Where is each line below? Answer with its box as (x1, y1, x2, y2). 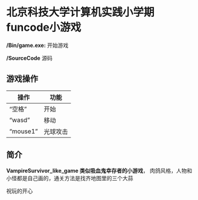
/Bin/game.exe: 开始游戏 (6, 42, 69, 49)
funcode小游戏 (6, 20, 81, 34)
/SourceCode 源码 (6, 54, 53, 61)
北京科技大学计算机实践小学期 (6, 5, 155, 19)
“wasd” (9, 116, 30, 124)
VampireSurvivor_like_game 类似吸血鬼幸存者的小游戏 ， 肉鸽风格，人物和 (6, 167, 193, 174)
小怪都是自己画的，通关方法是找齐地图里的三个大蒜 (6, 174, 133, 181)
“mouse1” (9, 127, 38, 136)
